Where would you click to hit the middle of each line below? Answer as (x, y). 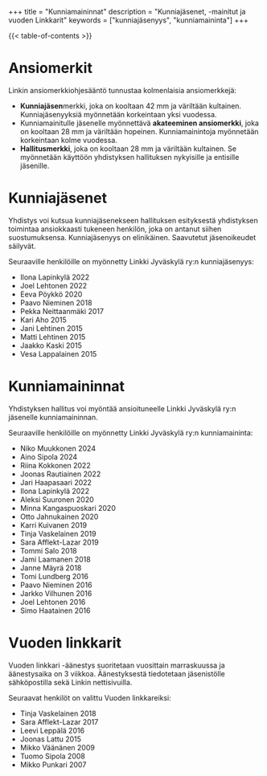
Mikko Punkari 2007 (53, 764)
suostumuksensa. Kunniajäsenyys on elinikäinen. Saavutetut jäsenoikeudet (132, 237)
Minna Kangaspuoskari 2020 (68, 508)
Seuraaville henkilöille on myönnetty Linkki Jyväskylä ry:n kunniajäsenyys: (131, 261)
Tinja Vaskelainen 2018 (58, 713)
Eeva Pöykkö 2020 (51, 294)
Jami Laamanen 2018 (55, 559)
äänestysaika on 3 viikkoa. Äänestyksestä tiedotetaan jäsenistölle (117, 673)
